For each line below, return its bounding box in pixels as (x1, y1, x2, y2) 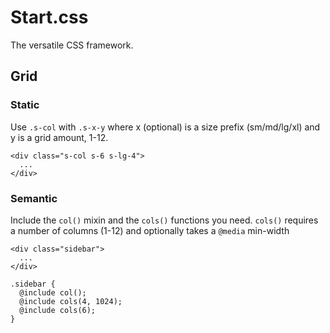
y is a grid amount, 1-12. (10, 131, 109, 143)
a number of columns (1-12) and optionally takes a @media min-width (10, 224, 290, 236)
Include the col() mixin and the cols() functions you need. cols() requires (10, 214, 319, 226)
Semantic (10, 191, 58, 205)
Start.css (10, 6, 89, 29)
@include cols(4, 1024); (19, 296, 123, 306)
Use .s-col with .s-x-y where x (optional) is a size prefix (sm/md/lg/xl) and (10, 121, 321, 133)
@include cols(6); (19, 305, 97, 315)
